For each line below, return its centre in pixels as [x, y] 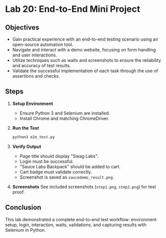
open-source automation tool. [43, 45]
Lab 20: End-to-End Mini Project [73, 9]
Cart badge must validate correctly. [56, 172]
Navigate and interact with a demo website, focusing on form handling [84, 50]
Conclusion [23, 208]
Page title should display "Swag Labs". [59, 156]
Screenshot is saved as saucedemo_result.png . [67, 177]
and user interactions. [34, 55]
